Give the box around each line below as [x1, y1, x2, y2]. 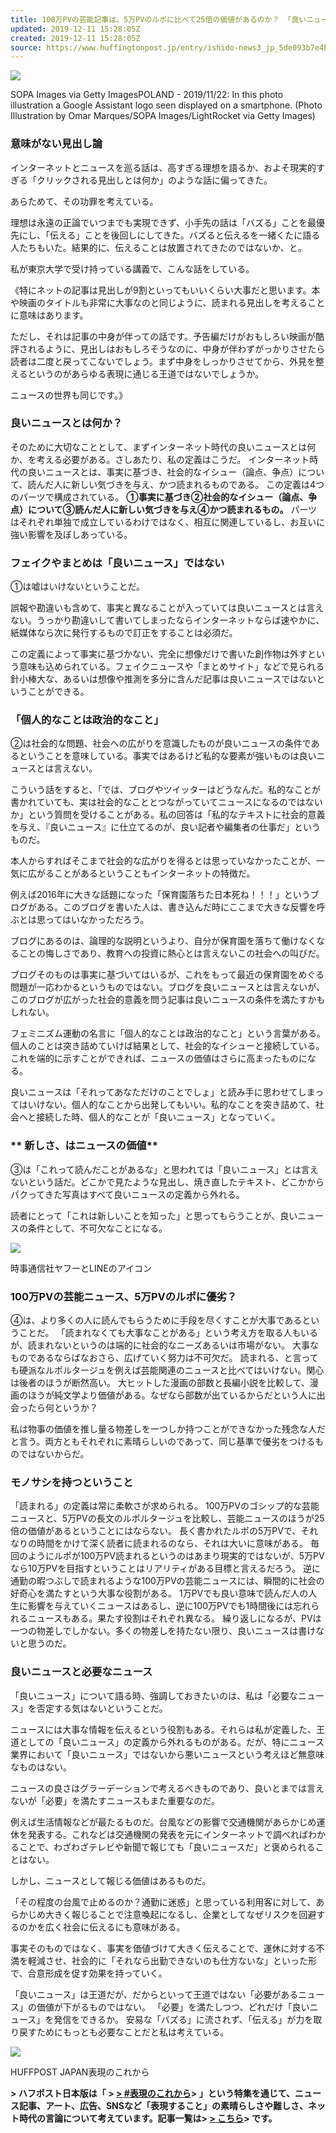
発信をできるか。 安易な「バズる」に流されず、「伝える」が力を [53, 2013, 314, 2025]
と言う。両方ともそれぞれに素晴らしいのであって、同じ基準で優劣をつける [10, 1436, 316, 1448]
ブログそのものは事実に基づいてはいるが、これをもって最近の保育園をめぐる [10, 969, 325, 981]
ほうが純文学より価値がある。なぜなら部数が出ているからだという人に [27, 1389, 317, 1401]
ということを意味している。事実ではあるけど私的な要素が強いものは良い [18, 750, 317, 762]
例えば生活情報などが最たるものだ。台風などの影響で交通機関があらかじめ [10, 1816, 317, 1828]
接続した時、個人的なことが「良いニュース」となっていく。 [36, 1111, 281, 1123]
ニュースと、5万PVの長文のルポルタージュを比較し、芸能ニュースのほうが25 [10, 1512, 325, 1525]
